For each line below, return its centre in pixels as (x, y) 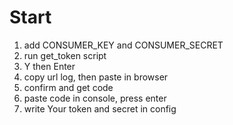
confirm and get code (68, 87)
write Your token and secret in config (100, 108)
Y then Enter (49, 66)
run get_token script (65, 55)
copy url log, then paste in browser (96, 77)
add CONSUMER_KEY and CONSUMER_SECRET (123, 45)
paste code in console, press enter (95, 98)
